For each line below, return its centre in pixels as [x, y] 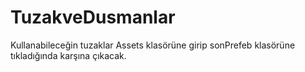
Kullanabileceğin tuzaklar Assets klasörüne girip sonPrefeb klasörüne [153, 45]
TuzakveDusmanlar [93, 17]
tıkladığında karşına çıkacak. [68, 55]
